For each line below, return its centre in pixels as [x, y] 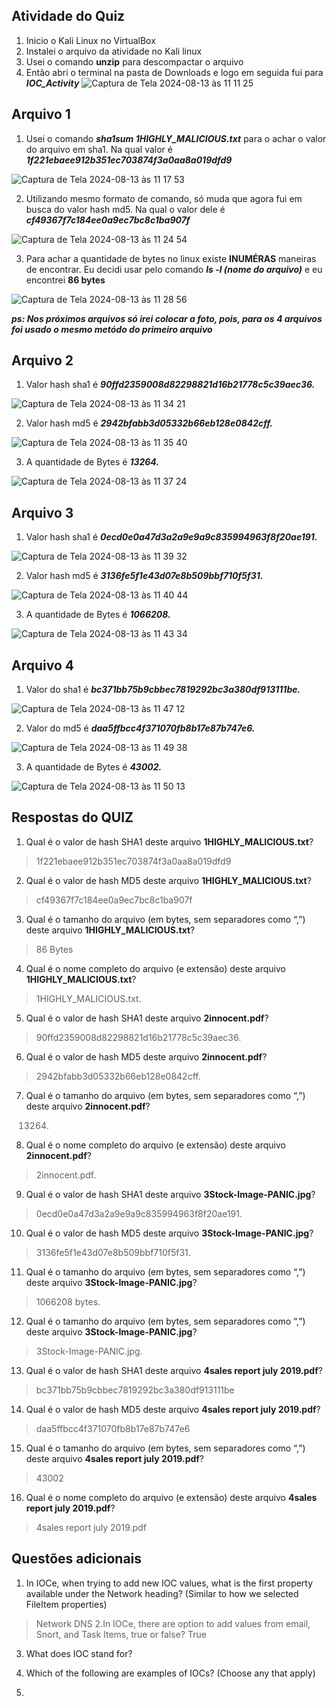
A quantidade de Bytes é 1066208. [98, 615]
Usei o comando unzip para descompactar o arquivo [134, 61]
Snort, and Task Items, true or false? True [121, 1634]
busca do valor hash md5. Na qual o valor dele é [125, 209]
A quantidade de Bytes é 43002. [94, 767]
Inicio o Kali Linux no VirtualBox [90, 40]
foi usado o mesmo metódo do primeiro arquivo [112, 329]
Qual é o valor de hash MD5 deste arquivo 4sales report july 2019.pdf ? [173, 1409]
